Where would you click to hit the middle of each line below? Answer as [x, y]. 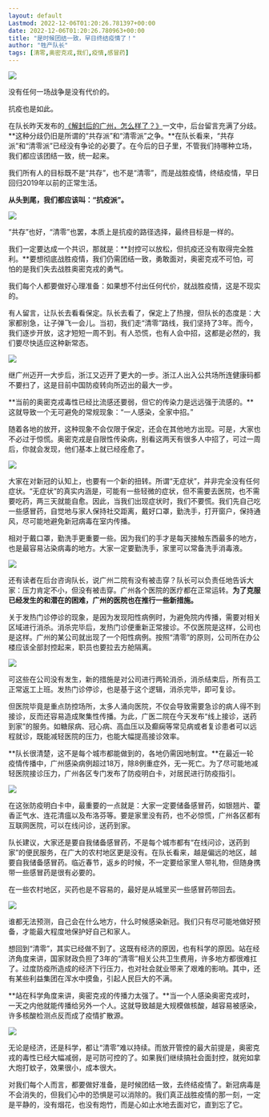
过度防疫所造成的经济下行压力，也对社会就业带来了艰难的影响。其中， [138, 968]
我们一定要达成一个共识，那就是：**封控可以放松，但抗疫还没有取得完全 [128, 249]
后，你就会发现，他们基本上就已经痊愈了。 [78, 449]
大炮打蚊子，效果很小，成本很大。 [64, 1067]
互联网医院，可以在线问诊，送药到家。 [71, 825]
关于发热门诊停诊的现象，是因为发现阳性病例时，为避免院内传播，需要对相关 [134, 617]
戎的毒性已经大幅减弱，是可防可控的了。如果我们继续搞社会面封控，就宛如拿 [134, 1057]
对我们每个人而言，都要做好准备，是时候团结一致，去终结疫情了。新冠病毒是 [134, 1085]
